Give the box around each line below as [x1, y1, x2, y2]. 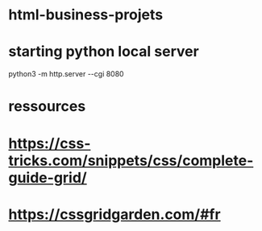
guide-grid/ [8, 168, 87, 187]
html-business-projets [8, 6, 164, 24]
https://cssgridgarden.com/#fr [8, 205, 221, 223]
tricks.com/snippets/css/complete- [8, 151, 254, 170]
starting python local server [8, 43, 199, 61]
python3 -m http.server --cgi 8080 [8, 69, 124, 79]
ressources [8, 97, 86, 116]
